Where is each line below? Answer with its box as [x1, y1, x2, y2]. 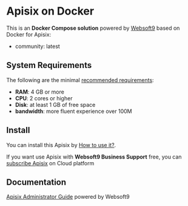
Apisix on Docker [6, 4, 95, 18]
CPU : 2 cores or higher [15, 94, 73, 101]
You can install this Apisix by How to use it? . [6, 141, 116, 148]
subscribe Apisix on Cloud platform [6, 159, 95, 167]
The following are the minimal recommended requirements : [6, 76, 154, 83]
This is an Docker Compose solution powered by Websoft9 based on [6, 24, 180, 32]
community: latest [15, 43, 61, 50]
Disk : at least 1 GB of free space [15, 101, 96, 108]
